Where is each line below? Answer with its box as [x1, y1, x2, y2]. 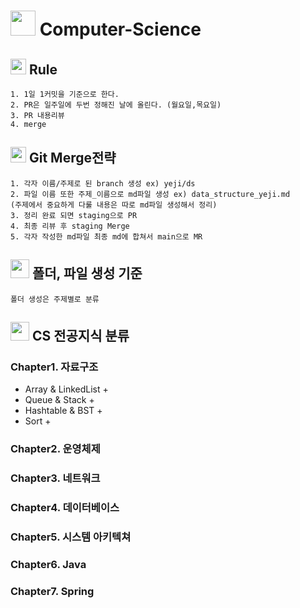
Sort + [24, 415, 52, 427]
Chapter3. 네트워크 [10, 471, 101, 485]
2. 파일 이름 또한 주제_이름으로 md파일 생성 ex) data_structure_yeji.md [10, 189, 291, 199]
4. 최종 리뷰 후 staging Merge [10, 221, 130, 231]
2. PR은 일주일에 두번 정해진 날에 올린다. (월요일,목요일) [10, 100, 222, 110]
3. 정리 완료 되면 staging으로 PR [10, 210, 138, 220]
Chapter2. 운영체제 [10, 442, 101, 456]
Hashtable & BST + [24, 405, 103, 417]
